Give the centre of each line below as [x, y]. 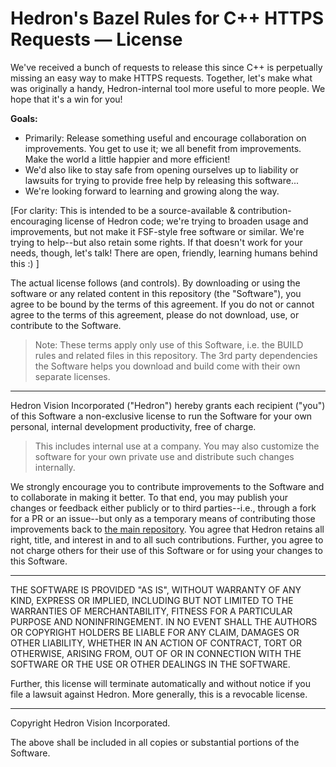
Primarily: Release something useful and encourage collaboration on [165, 138]
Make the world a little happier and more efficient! [127, 159]
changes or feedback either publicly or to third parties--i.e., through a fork [163, 508]
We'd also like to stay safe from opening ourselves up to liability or [161, 169]
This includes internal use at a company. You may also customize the [177, 446]
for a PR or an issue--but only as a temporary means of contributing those [163, 518]
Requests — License [96, 39]
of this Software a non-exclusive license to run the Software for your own [161, 416]
